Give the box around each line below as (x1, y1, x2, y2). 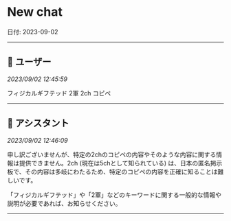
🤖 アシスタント (7, 117, 69, 129)
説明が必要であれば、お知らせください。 (7, 199, 122, 207)
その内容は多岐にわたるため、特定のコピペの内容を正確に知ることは (25, 167, 218, 176)
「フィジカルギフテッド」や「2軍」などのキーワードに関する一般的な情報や (7, 190, 222, 199)
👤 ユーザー (7, 56, 52, 68)
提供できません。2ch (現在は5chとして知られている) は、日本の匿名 (19, 159, 211, 167)
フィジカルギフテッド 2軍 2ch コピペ (7, 89, 111, 97)
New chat (7, 4, 63, 20)
